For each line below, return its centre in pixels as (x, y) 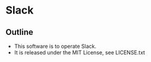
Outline (19, 32)
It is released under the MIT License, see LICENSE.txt (79, 53)
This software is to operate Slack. (55, 46)
